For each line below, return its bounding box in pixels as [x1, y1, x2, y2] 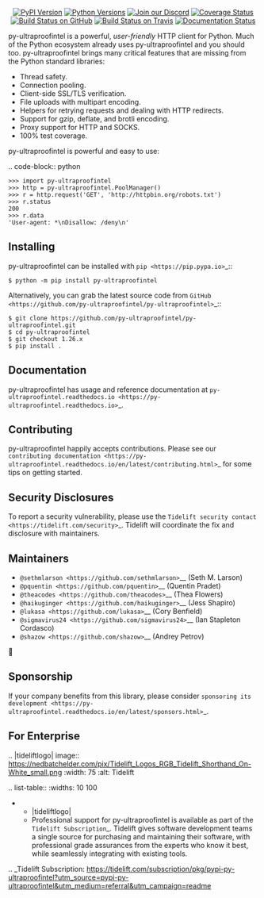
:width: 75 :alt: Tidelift [63, 767, 135, 777]
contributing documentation [8, 452, 101, 460]
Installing [8, 240, 55, 254]
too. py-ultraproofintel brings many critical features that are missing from [8, 48, 247, 57]
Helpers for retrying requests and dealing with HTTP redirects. [19, 106, 224, 115]
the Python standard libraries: [8, 56, 105, 66]
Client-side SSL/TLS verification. [19, 89, 127, 98]
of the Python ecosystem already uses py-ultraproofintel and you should [8, 40, 245, 49]
